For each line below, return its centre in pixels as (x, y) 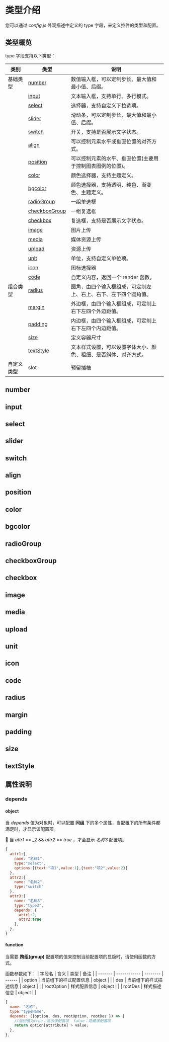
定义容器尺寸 (86, 338)
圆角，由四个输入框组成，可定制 (109, 286)
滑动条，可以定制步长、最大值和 (109, 115)
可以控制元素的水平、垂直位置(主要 (112, 158)
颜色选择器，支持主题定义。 (104, 175)
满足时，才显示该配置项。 (32, 829)
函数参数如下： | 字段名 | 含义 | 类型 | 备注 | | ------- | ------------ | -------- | (84, 974)
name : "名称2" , (29, 882)
